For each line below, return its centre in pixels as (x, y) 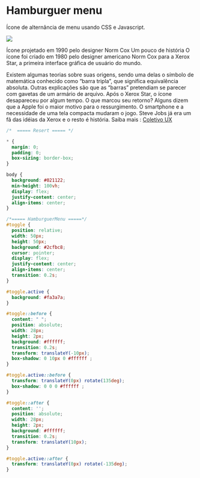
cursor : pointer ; (33, 253)
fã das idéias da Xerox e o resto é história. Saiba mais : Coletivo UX (89, 119)
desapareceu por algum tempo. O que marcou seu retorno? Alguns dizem (97, 100)
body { (14, 175)
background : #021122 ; (39, 181)
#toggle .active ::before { (38, 375)
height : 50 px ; (29, 242)
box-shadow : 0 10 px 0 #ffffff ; (52, 359)
